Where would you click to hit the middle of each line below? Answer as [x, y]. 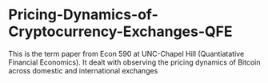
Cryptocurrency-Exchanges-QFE [120, 32]
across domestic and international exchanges [83, 70]
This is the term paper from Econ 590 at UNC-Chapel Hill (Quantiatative [126, 53]
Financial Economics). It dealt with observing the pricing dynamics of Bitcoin [134, 62]
